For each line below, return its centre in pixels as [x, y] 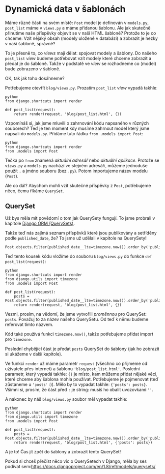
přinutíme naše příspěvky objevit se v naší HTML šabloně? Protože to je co [81, 33]
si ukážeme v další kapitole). [34, 354]
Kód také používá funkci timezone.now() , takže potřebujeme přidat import [79, 334]
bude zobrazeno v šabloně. [33, 69]
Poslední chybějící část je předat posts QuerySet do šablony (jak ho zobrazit [82, 349]
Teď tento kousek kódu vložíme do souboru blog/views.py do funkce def [79, 256]
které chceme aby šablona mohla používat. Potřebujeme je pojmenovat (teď [82, 379]
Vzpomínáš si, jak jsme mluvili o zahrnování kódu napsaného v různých [77, 123]
